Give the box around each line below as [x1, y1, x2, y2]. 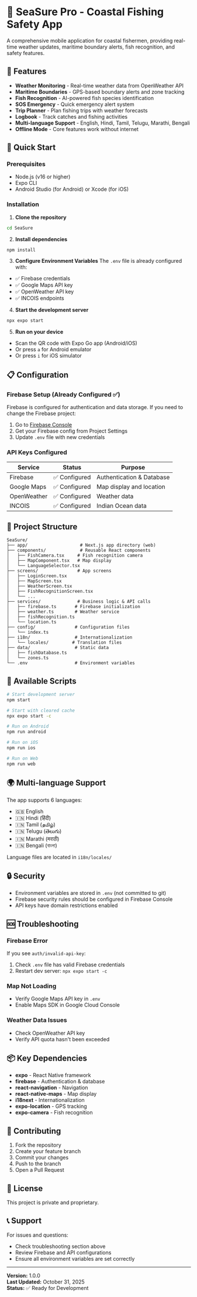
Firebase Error [6, 936, 49, 945]
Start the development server [15, 307, 89, 314]
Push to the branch [15, 1160, 61, 1167]
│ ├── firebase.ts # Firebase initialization [6, 604, 141, 610]
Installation [6, 200, 40, 208]
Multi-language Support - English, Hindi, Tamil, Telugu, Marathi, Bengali [15, 119, 191, 126]
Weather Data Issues [6, 1016, 67, 1024]
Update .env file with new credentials [15, 434, 105, 441]
